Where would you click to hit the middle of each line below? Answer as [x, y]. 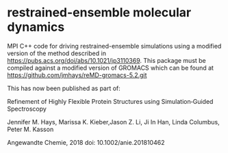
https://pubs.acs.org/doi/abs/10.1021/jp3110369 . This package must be [107, 60]
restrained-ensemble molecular [99, 13]
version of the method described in [56, 53]
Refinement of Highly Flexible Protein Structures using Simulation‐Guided [110, 101]
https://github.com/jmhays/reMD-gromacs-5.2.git [77, 75]
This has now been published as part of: [64, 88]
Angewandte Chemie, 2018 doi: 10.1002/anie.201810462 [86, 142]
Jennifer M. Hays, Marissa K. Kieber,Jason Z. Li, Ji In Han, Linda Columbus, [114, 122]
